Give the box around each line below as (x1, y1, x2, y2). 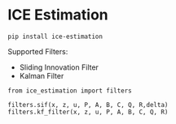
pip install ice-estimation (7, 32, 103, 41)
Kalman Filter (19, 71, 64, 80)
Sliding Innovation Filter (19, 62, 99, 72)
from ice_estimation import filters (7, 87, 132, 95)
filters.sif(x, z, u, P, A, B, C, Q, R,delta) (7, 100, 169, 109)
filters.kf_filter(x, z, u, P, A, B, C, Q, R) (7, 108, 169, 116)
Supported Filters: (7, 46, 68, 56)
